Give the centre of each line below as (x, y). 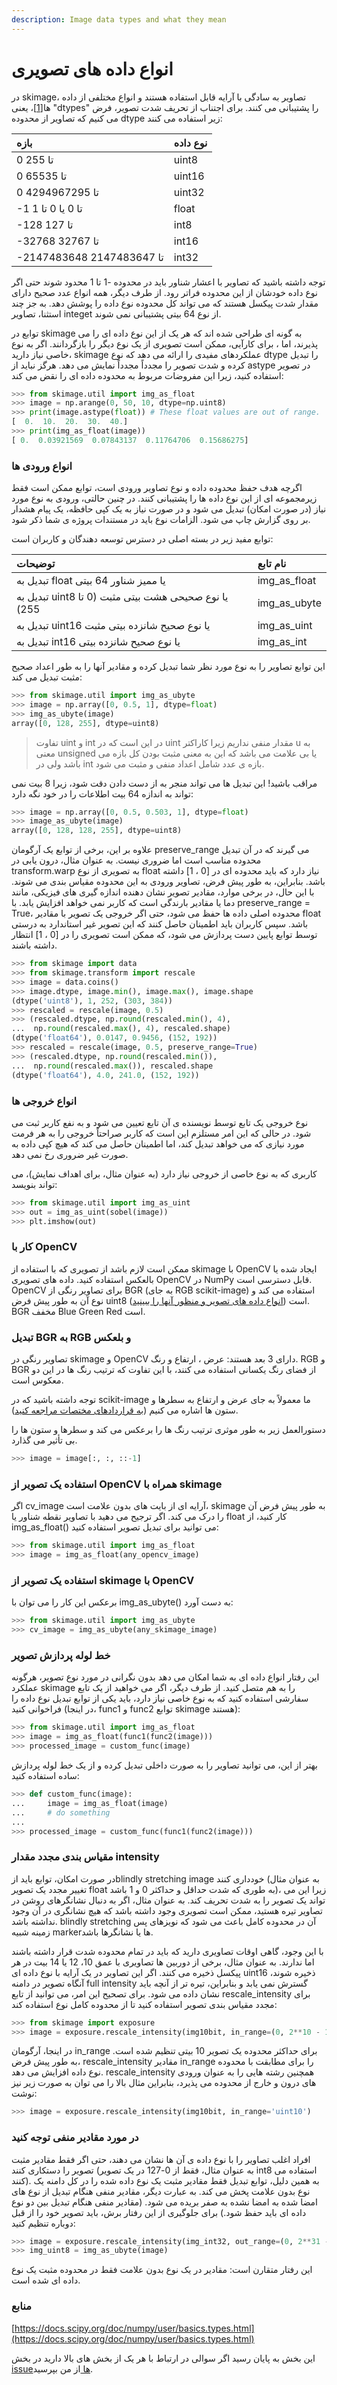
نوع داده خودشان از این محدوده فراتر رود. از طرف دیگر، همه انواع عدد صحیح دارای (164, 292)
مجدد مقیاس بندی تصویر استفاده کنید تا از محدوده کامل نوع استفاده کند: (144, 2004)
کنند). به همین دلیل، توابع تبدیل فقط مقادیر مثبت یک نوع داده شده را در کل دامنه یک (165, 2180)
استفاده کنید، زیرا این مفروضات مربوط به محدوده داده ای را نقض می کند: (147, 375)
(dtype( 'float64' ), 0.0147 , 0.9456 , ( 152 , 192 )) (114, 1038)
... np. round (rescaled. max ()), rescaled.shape (112, 1066)
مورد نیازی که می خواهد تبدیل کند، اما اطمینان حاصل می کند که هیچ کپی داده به (158, 1143)
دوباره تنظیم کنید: (43, 2223)
